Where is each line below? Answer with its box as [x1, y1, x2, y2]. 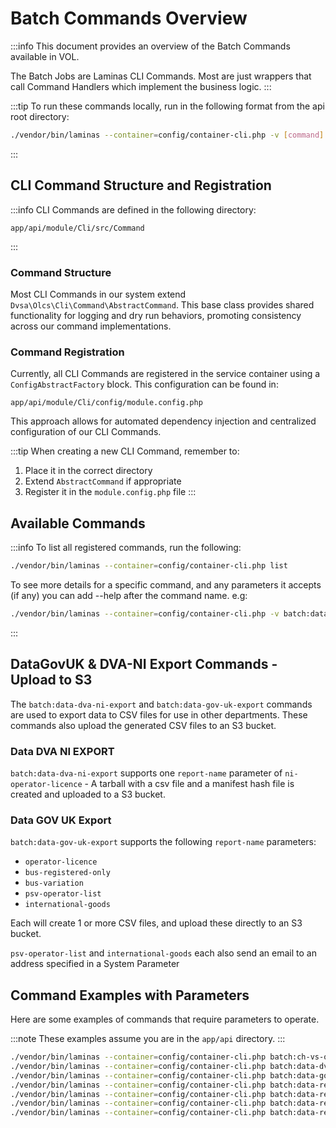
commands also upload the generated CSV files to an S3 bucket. [10, 719, 277, 731]
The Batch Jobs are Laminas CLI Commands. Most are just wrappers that [10, 70, 312, 82]
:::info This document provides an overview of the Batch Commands [10, 40, 291, 52]
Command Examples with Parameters [10, 987, 250, 1004]
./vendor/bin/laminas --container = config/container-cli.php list [10, 561, 288, 571]
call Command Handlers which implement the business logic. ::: [10, 80, 272, 92]
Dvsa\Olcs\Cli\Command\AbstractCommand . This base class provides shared [10, 298, 315, 311]
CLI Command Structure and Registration [10, 177, 272, 194]
